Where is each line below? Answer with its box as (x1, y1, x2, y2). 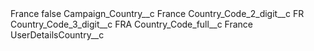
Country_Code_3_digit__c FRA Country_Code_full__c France (10, 18, 254, 30)
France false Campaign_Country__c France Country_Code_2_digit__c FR (10, 8, 305, 19)
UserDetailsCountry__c (10, 29, 105, 41)
